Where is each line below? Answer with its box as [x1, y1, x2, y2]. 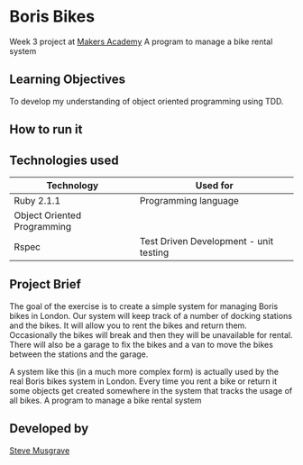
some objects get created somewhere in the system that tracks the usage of [9, 385, 293, 396]
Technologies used [9, 152, 119, 168]
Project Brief [9, 277, 81, 292]
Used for [195, 178, 234, 191]
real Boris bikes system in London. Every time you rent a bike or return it [9, 376, 278, 387]
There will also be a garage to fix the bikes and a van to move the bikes [9, 339, 273, 350]
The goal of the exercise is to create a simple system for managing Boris [9, 300, 279, 312]
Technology [46, 178, 99, 191]
